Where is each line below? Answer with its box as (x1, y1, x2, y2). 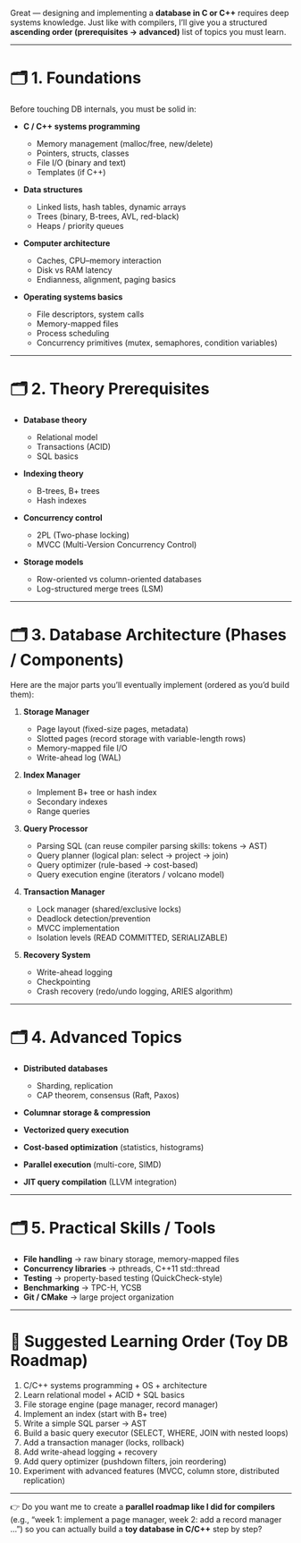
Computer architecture (22, 237, 111, 249)
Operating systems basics (22, 291, 123, 302)
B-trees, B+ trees (36, 485, 101, 496)
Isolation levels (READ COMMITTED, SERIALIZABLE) (36, 932, 229, 943)
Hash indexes (36, 495, 88, 505)
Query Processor (22, 823, 88, 834)
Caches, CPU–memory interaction (36, 255, 162, 266)
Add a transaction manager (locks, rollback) (22, 1437, 185, 1447)
